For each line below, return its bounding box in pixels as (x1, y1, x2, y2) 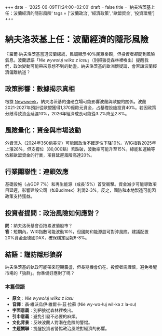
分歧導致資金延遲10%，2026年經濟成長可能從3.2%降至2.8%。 (5, 110, 130, 116)
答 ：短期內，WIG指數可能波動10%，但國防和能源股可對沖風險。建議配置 (5, 229, 149, 235)
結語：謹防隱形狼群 (5, 250, 62, 259)
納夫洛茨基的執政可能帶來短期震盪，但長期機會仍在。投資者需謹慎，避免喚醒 (5, 264, 157, 270)
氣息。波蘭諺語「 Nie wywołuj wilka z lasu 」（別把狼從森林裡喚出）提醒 (5, 57, 145, 63)
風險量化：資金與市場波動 (5, 126, 81, 135)
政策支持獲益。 (5, 193, 35, 199)
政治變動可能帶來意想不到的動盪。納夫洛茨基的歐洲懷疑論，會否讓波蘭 (13, 63, 153, 69)
